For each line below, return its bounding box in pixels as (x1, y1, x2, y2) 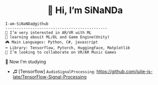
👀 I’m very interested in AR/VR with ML (5, 30, 92, 35)
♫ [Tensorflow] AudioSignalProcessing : (12, 68, 95, 74)
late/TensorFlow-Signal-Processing (12, 73, 87, 80)
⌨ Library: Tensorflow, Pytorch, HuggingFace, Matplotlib (5, 45, 130, 50)
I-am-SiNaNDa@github (5, 21, 49, 26)
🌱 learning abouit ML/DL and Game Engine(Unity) (5, 34, 110, 39)
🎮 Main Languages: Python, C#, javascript (5, 39, 98, 45)
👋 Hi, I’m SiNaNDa (47, 5, 123, 16)
